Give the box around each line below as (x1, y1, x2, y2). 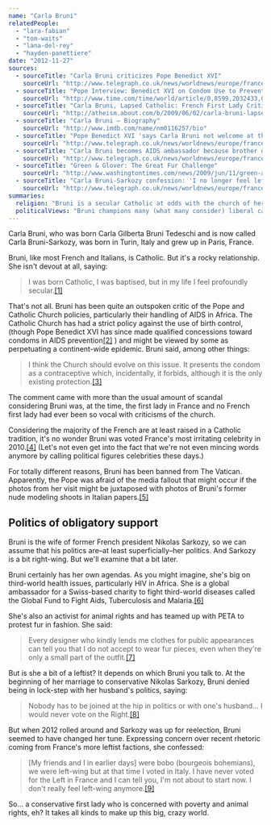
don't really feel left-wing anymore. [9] (27, 784, 155, 794)
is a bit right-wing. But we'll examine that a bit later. (8, 554, 179, 565)
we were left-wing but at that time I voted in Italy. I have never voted (27, 767, 254, 777)
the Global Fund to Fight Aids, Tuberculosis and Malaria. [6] (8, 596, 204, 606)
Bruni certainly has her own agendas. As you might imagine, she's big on (8, 570, 251, 580)
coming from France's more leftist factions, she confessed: (8, 743, 205, 752)
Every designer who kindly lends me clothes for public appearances (27, 635, 255, 645)
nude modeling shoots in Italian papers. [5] (8, 493, 149, 502)
